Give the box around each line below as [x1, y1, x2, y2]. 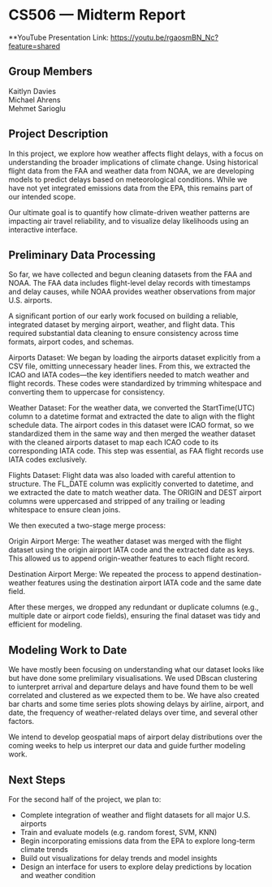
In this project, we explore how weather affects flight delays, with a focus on [8, 149, 264, 158]
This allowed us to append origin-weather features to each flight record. [8, 553, 250, 563]
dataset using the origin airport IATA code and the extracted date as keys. [8, 545, 255, 555]
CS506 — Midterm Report [8, 6, 186, 24]
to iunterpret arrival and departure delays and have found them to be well [8, 682, 253, 691]
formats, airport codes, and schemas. [8, 337, 134, 347]
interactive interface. [8, 225, 78, 235]
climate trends [19, 845, 69, 854]
